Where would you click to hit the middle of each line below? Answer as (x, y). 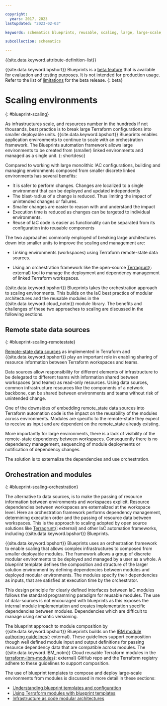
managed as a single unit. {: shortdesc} (45, 156)
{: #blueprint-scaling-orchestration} (42, 487)
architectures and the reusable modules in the (52, 298)
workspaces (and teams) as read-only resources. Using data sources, (77, 382)
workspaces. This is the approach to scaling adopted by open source (76, 523)
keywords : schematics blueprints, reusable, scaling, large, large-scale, (84, 32)
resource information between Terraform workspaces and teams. (72, 362)
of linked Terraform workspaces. (46, 278)
